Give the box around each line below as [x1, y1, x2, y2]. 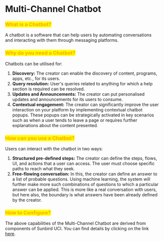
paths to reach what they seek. [12, 166, 75, 172]
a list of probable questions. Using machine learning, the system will [12, 176, 151, 182]
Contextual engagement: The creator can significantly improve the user [12, 102, 159, 107]
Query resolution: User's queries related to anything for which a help [12, 80, 153, 86]
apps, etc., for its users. [12, 75, 60, 81]
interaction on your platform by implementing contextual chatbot [12, 107, 143, 112]
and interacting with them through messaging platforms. [5, 37, 119, 43]
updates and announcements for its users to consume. [12, 96, 123, 102]
